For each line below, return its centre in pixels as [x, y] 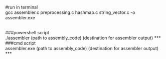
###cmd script [21, 43]
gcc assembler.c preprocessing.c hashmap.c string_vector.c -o [70, 12]
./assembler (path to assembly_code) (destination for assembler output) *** [83, 38]
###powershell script [27, 32]
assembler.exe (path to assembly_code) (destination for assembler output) [82, 48]
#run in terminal [22, 7]
